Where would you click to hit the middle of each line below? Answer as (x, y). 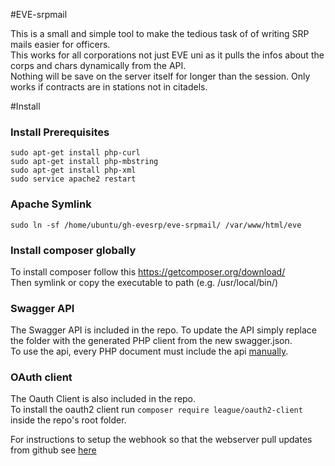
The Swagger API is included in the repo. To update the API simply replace (163, 330)
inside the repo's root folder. (68, 420)
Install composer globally (73, 250)
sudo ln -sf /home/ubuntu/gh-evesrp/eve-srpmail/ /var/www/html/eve (156, 225)
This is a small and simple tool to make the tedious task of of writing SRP (160, 33)
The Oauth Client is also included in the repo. (103, 399)
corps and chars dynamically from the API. (98, 65)
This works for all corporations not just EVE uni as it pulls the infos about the (167, 55)
